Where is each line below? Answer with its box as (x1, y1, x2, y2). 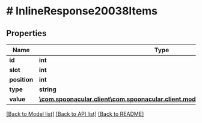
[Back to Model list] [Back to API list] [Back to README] (6, 110, 144, 118)
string (38, 85, 57, 94)
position (9, 76, 34, 83)
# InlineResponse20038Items (6, 4, 158, 18)
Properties (6, 28, 47, 38)
